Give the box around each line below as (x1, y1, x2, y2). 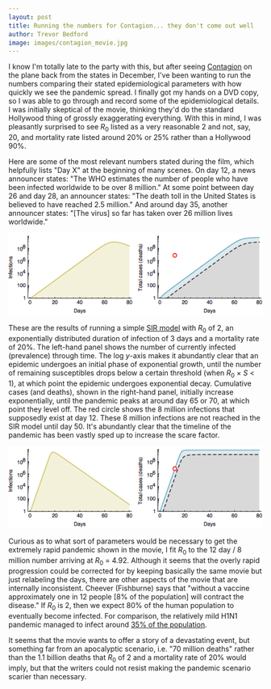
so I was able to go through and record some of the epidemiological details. (8, 96, 260, 106)
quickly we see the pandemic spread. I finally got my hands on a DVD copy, (8, 87, 260, 97)
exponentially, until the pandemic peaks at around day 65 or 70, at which (8, 396, 250, 406)
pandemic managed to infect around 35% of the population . (8, 619, 207, 629)
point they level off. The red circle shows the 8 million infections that (8, 404, 236, 414)
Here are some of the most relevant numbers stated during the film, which (8, 157, 254, 167)
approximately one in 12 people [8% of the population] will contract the (8, 592, 244, 602)
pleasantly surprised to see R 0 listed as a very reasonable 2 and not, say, (8, 122, 251, 133)
